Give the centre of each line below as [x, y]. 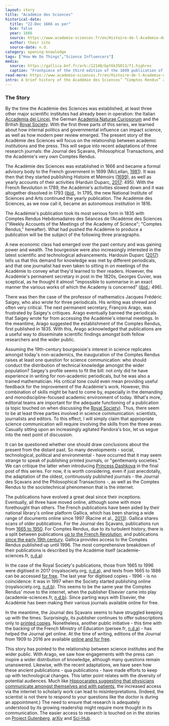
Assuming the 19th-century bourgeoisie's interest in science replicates [78, 349]
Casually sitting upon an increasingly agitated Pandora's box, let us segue [82, 430]
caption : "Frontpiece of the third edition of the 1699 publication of [87, 71]
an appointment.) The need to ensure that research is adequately [72, 702]
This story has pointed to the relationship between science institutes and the [84, 649]
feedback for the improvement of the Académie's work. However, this [77, 387]
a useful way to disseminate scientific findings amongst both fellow [75, 334]
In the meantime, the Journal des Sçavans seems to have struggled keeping [84, 612]
